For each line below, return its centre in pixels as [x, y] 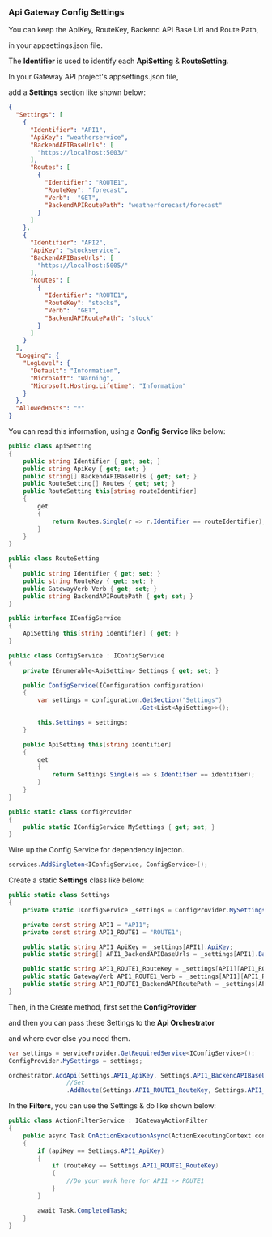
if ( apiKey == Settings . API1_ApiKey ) [101, 1151]
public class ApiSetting [50, 446]
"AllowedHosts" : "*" [50, 408]
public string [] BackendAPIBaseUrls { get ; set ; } [110, 476]
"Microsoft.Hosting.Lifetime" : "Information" [108, 386]
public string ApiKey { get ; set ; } [85, 469]
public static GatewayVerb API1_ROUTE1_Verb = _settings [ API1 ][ [134, 977]
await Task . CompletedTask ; [83, 1210]
